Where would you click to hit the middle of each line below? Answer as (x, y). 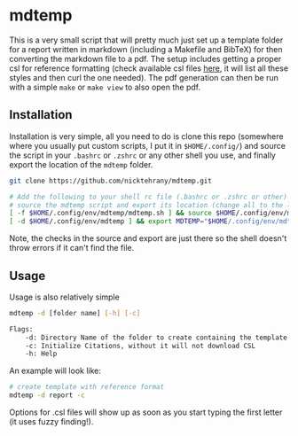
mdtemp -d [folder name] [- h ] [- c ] (75, 313)
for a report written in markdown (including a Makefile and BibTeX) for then (146, 49)
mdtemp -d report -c (47, 395)
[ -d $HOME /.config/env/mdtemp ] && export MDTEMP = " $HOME (118, 222)
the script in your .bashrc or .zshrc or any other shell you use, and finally (143, 155)
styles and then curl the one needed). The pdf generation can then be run (144, 77)
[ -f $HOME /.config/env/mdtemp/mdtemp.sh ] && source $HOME (123, 214)
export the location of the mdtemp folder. (81, 164)
